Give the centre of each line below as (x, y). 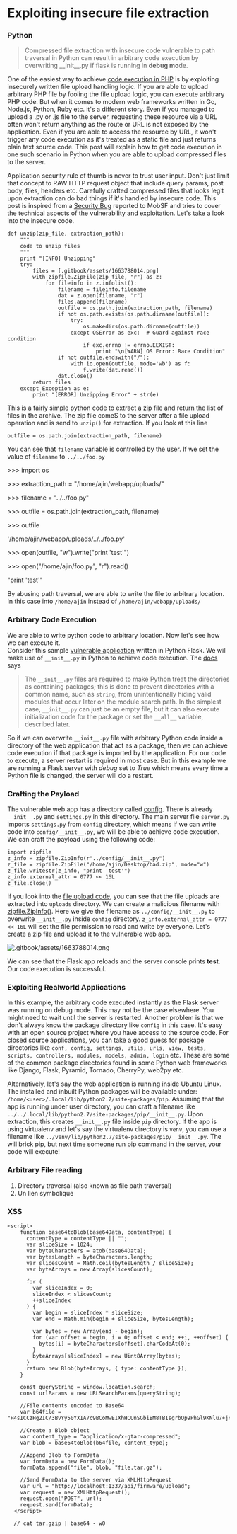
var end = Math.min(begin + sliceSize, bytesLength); (113, 1319)
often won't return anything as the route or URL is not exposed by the (108, 125)
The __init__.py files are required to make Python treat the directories (127, 679)
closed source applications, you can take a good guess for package (106, 1040)
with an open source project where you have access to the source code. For (118, 1033)
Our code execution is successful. (57, 969)
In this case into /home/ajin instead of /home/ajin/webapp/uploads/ (104, 601)
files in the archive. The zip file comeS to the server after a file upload (109, 416)
